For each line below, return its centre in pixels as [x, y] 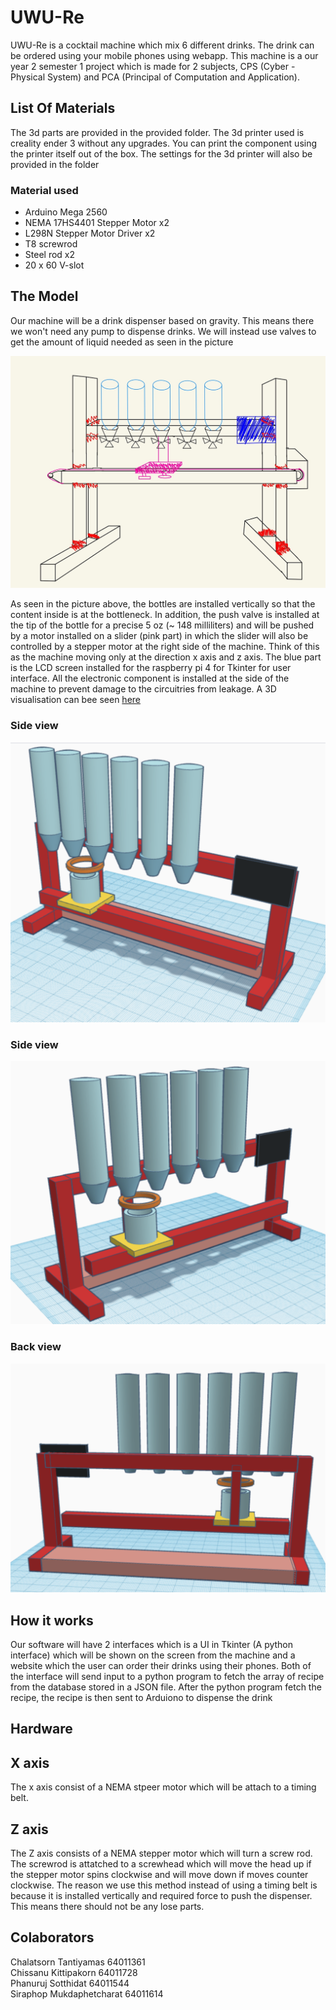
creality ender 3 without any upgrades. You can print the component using [164, 143]
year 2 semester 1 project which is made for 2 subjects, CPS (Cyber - [153, 66]
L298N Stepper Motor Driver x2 [90, 233]
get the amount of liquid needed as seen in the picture [122, 342]
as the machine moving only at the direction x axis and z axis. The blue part [166, 657]
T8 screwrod [51, 244]
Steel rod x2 [49, 255]
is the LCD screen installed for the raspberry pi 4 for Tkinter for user [151, 668]
